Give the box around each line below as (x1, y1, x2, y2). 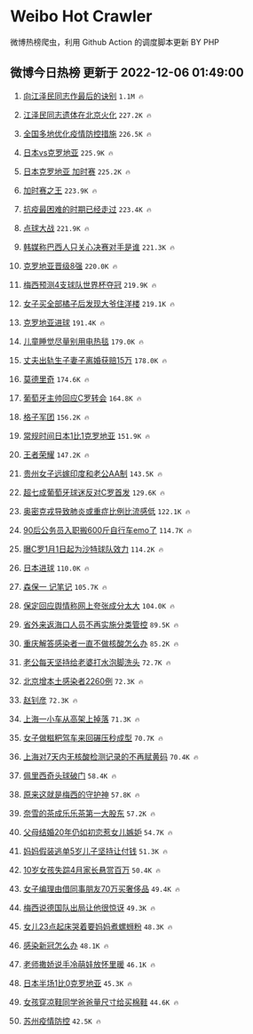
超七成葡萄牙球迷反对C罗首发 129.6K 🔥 (22, 487, 165, 497)
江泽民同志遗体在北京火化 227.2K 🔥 (22, 109, 152, 120)
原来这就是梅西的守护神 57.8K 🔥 (22, 789, 140, 799)
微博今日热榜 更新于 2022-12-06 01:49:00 (10, 65, 244, 81)
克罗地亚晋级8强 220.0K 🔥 (22, 260, 118, 271)
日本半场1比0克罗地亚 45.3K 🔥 (22, 977, 132, 988)
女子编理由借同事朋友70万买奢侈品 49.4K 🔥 (22, 883, 180, 894)
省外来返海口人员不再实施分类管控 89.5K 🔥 (22, 619, 179, 630)
